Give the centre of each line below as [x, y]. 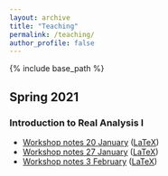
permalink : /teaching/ [52, 34]
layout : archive [40, 18]
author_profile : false [52, 43]
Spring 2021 [44, 97]
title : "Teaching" [44, 26]
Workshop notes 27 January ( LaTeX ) [90, 152]
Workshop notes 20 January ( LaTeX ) [91, 142]
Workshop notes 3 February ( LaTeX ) [90, 161]
